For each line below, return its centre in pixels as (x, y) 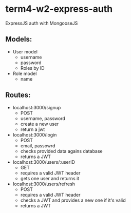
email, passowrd (38, 146)
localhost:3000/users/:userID (44, 162)
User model (25, 51)
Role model (25, 73)
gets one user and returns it (50, 178)
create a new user (40, 124)
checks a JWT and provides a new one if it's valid (73, 200)
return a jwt (33, 129)
